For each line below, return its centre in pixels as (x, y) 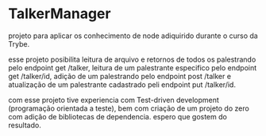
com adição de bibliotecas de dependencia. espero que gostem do (118, 116)
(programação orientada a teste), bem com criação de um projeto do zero (129, 108)
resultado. (25, 125)
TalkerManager (60, 14)
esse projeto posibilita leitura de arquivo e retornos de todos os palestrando (132, 59)
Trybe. (19, 43)
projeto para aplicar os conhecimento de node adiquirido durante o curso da (133, 36)
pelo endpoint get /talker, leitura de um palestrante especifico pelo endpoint (133, 67)
